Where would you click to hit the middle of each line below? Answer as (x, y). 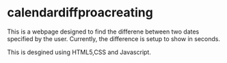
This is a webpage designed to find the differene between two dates (103, 32)
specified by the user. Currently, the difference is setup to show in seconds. (114, 38)
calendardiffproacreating (80, 13)
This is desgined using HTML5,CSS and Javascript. (79, 52)
